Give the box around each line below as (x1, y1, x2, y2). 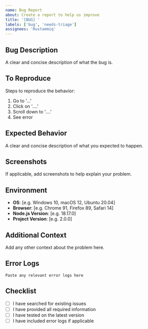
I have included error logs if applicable (12, 318, 94, 324)
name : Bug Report (5, 7, 43, 13)
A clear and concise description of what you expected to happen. (5, 142, 143, 149)
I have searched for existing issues (12, 300, 87, 306)
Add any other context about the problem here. (5, 244, 105, 250)
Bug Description (5, 46, 58, 54)
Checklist (5, 287, 37, 296)
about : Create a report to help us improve (5, 12, 100, 17)
